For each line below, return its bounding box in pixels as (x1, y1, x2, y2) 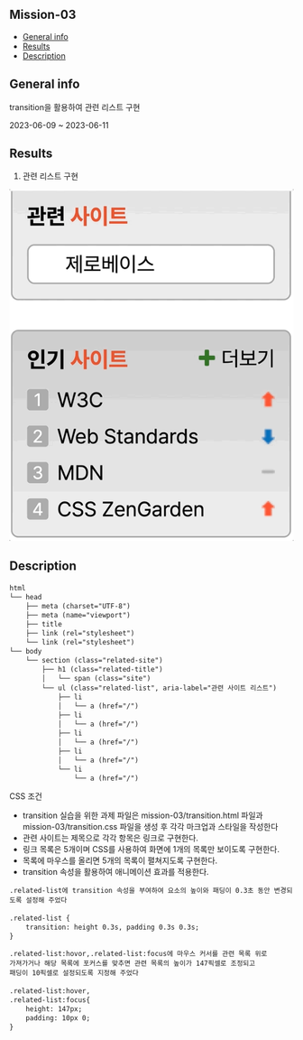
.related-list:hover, (9, 986, 91, 996)
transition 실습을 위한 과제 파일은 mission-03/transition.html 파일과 (22, 810, 263, 821)
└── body (9, 646, 42, 655)
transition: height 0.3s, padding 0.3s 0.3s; (25, 923, 200, 932)
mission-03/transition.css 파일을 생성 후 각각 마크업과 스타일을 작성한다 (22, 821, 279, 831)
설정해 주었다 (25, 896, 68, 905)
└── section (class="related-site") (25, 655, 164, 664)
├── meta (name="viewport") (25, 610, 131, 619)
